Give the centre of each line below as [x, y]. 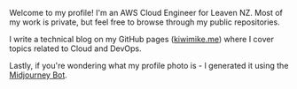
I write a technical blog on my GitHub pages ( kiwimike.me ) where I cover [142, 39]
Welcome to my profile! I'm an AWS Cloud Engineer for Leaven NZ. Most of [146, 13]
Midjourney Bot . [39, 75]
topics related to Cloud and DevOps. [75, 48]
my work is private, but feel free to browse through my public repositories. [145, 22]
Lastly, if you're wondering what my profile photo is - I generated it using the [149, 66]
